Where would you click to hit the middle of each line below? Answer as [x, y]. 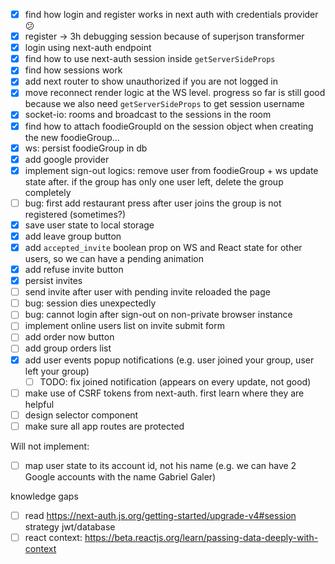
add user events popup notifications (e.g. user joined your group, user [169, 360]
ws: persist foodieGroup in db [86, 148]
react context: [53, 537]
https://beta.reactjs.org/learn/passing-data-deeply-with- [201, 537]
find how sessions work [73, 70]
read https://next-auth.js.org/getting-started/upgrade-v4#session [160, 515]
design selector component [81, 415]
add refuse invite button [74, 269]
